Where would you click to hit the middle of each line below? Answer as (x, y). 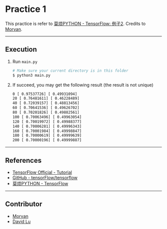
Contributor (24, 204)
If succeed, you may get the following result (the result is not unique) (83, 85)
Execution (21, 50)
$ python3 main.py (31, 75)
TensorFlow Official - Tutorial (42, 172)
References (23, 160)
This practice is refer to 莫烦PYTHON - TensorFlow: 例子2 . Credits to (75, 23)
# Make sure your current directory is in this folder (70, 71)
